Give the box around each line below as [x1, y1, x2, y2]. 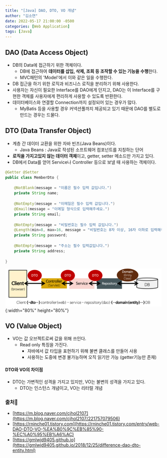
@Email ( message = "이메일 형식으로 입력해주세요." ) [14, 206, 110, 211]
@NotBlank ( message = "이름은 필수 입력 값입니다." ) [14, 185, 112, 190]
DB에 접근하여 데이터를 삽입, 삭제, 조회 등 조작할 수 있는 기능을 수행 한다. [19, 68, 158, 74]
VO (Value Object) [5, 322, 62, 330]
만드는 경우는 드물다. [19, 112, 60, 118]
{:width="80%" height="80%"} [5, 307, 69, 313]
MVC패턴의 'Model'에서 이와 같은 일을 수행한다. [19, 74, 113, 80]
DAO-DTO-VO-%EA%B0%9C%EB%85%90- [12, 426, 104, 432]
